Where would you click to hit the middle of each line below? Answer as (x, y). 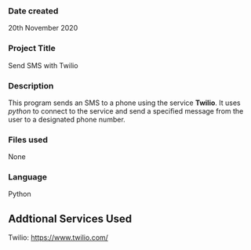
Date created (33, 11)
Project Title (32, 49)
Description (31, 85)
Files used (28, 139)
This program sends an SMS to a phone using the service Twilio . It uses (124, 103)
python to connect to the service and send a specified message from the (126, 111)
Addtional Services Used (70, 218)
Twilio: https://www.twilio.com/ (58, 237)
